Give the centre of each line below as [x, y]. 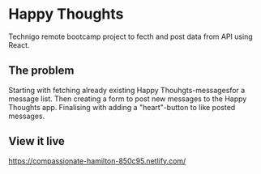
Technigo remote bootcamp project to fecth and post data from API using [130, 36]
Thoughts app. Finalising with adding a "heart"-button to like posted [122, 107]
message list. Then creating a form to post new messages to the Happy [128, 99]
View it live [36, 141]
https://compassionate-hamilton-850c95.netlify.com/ [97, 161]
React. [19, 45]
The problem [41, 71]
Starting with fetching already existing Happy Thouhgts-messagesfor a [127, 90]
